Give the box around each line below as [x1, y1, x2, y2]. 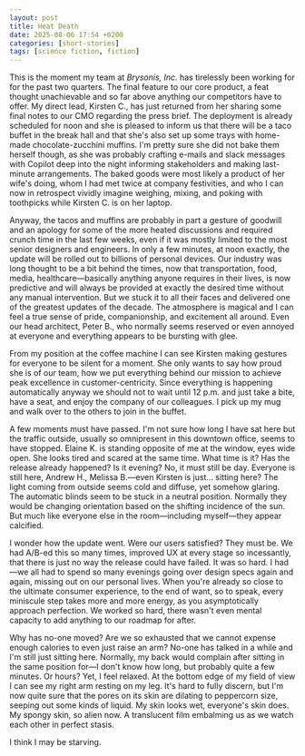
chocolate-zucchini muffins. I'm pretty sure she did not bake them [32, 140, 280, 151]
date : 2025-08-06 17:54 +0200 [9, 30, 124, 39]
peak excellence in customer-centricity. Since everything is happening [9, 378, 273, 388]
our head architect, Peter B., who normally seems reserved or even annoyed [9, 321, 295, 332]
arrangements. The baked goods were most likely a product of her [36, 169, 286, 180]
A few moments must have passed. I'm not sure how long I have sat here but [9, 424, 296, 435]
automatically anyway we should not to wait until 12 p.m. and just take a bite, [9, 387, 295, 398]
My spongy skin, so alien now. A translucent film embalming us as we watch [9, 710, 294, 721]
